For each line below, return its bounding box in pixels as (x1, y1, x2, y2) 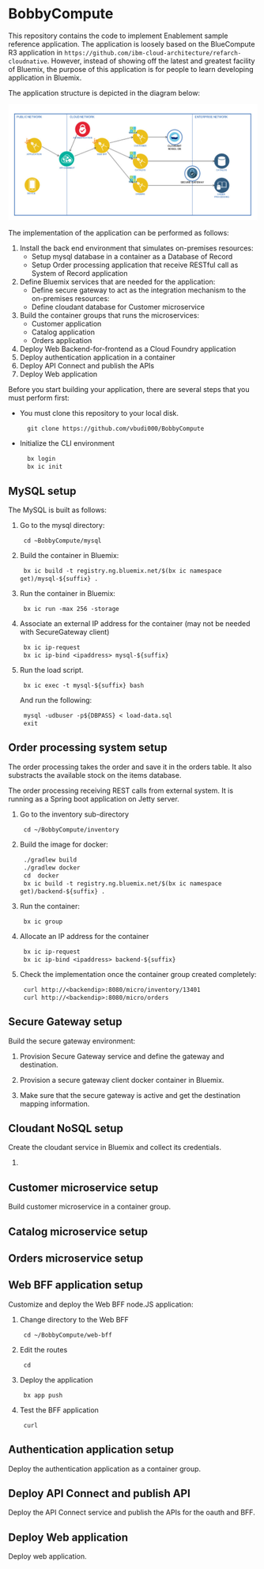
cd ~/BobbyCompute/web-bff (23, 1331, 112, 1339)
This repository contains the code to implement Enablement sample (8, 31, 228, 40)
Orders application (31, 336, 92, 345)
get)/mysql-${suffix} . (19, 575, 99, 583)
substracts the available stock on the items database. (8, 770, 182, 779)
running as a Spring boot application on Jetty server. (8, 794, 179, 803)
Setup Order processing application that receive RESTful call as (31, 260, 239, 270)
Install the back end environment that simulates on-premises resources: (19, 243, 254, 253)
